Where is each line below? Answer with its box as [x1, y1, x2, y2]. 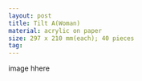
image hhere [8, 63, 51, 73]
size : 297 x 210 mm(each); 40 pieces [8, 34, 135, 43]
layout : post [8, 11, 52, 20]
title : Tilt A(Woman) [8, 19, 81, 27]
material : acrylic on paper [8, 26, 103, 34]
